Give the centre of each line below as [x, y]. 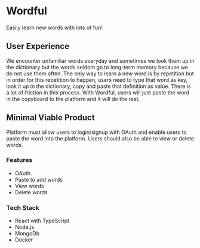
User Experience [38, 46]
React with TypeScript [42, 221]
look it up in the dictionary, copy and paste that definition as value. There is [99, 86]
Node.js [24, 227]
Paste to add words [39, 179]
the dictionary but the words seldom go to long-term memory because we [97, 67]
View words [29, 186]
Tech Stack [23, 207]
